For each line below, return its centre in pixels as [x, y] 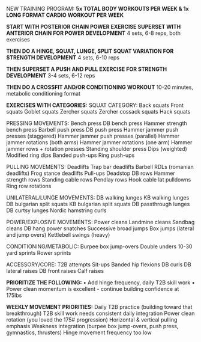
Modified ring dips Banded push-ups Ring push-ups [70, 155]
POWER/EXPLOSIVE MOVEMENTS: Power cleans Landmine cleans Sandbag [100, 222]
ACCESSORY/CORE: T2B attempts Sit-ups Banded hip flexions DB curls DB [99, 264]
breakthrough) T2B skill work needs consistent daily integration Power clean [100, 313]
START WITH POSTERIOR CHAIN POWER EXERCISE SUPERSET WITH [94, 27]
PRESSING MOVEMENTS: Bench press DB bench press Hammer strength [97, 123]
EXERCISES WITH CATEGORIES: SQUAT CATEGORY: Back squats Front [95, 105]
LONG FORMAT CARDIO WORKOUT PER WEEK [65, 15]
